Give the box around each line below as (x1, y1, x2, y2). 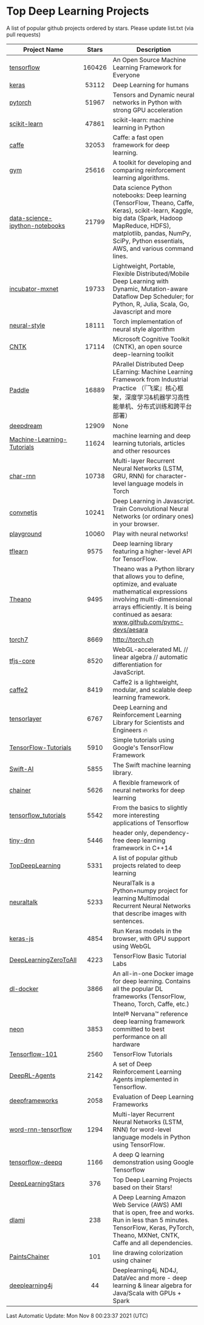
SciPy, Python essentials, (112, 236, 185, 245)
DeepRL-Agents (9, 1071, 56, 1080)
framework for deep (112, 141, 170, 149)
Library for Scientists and (112, 718, 185, 727)
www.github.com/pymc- (112, 618, 184, 626)
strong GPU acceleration (112, 105, 183, 114)
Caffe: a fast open (112, 133, 164, 141)
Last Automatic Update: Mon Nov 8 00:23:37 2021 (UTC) (6, 1312, 149, 1319)
